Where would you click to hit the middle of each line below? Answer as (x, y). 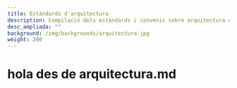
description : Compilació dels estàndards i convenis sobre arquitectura (116, 20)
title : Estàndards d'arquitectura (58, 14)
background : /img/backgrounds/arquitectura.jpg (79, 33)
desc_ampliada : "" (34, 27)
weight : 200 (25, 40)
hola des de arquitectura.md (92, 74)
